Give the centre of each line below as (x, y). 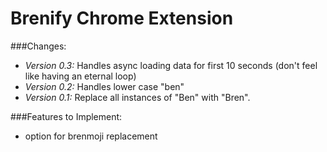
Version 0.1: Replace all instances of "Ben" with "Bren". (137, 97)
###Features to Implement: (66, 116)
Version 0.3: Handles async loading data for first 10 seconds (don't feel (171, 65)
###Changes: (38, 46)
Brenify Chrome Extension (122, 18)
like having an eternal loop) (80, 76)
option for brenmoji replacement (91, 136)
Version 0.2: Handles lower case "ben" (104, 86)
